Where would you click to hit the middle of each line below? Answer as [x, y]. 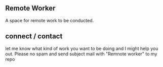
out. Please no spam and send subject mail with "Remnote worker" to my [81, 54]
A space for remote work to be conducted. [50, 20]
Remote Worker [30, 8]
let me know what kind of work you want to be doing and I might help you [82, 48]
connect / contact [34, 37]
